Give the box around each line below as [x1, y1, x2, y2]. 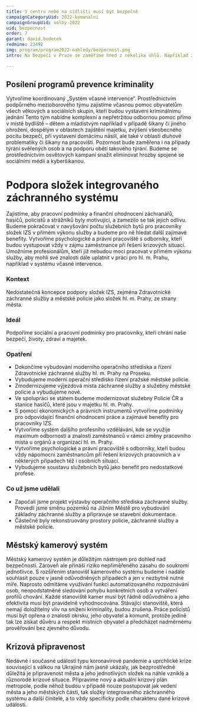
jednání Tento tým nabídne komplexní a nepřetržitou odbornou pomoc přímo [6, 114, 192, 121]
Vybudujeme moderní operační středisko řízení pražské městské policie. [14, 376, 190, 383]
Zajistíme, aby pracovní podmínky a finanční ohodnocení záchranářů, [6, 210, 174, 217]
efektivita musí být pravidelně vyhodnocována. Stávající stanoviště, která [6, 599, 183, 607]
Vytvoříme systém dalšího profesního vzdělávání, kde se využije [14, 426, 171, 433]
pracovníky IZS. [14, 420, 53, 427]
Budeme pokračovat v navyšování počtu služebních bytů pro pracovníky [6, 223, 181, 230]
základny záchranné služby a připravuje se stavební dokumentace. [14, 510, 177, 517]
